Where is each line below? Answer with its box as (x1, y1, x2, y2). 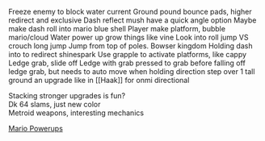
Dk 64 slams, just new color (8, 100, 101, 109)
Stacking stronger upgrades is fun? (8, 91, 126, 100)
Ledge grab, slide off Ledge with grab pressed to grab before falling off (8, 58, 246, 68)
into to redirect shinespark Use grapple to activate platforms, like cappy (8, 50, 247, 59)
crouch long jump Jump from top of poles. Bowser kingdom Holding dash (8, 41, 253, 51)
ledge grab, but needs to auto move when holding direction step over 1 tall (8, 67, 255, 76)
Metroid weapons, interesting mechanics (8, 108, 144, 118)
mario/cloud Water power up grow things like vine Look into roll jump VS (8, 32, 249, 42)
